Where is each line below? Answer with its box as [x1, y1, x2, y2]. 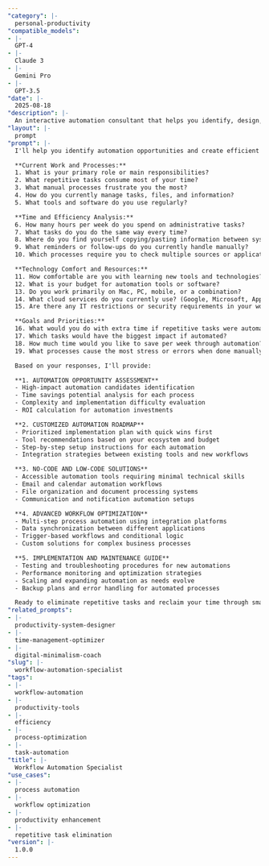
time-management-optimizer [14, 636, 105, 644]
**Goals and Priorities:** [14, 317, 105, 325]
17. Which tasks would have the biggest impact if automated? [14, 332, 227, 340]
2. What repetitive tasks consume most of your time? [14, 176, 198, 184]
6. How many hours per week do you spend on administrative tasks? [14, 221, 246, 229]
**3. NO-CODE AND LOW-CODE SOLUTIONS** [14, 465, 149, 474]
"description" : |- [7, 110, 69, 118]
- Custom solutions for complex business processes [14, 540, 192, 548]
